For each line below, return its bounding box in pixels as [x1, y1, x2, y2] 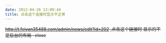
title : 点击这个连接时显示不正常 [5, 12, 66, 17]
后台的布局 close [9, 32, 46, 38]
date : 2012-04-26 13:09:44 [5, 7, 61, 12]
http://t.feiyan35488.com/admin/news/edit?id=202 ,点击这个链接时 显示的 [5, 26, 157, 32]
